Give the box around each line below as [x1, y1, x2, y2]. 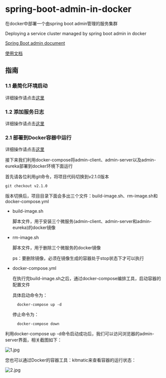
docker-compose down [17, 321, 60, 326]
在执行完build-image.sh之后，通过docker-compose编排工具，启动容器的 [12, 276, 162, 282]
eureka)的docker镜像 [12, 225, 56, 230]
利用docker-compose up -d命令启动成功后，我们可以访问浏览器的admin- [5, 331, 155, 337]
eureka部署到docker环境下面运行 [5, 163, 73, 169]
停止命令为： [12, 311, 39, 317]
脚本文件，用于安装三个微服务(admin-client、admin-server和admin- [12, 219, 152, 225]
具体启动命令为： [12, 292, 48, 299]
